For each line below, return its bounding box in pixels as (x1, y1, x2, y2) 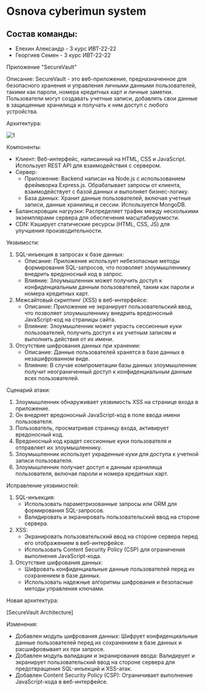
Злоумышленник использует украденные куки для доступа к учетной (15, 451, 199, 457)
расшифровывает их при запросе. (15, 646, 105, 652)
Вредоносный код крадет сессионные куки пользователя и (15, 437, 172, 445)
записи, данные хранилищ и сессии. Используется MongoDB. (24, 201, 187, 208)
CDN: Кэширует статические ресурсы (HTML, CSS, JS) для (15, 221, 170, 227)
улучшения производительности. (15, 227, 103, 234)
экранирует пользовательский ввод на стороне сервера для (15, 659, 175, 666)
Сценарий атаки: (6, 386, 50, 394)
